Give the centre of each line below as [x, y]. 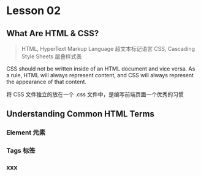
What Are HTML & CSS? [53, 33]
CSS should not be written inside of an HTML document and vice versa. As [101, 69]
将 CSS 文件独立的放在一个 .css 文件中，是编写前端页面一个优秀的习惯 [95, 94]
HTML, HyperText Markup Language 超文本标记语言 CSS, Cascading [108, 49]
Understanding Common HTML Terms [81, 114]
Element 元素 [26, 132]
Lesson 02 [34, 11]
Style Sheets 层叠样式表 [51, 56]
